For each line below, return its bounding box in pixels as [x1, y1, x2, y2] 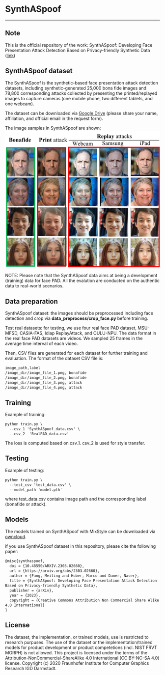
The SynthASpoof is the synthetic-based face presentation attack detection [5, 80, 158, 85]
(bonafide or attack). [5, 501, 47, 507]
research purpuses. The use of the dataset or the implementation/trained [5, 639, 153, 645]
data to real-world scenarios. [5, 283, 64, 289]
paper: [5, 548, 19, 554]
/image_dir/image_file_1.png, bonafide [5, 370, 87, 375]
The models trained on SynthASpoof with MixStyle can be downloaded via [5, 528, 156, 534]
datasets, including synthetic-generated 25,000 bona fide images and [5, 85, 146, 91]
